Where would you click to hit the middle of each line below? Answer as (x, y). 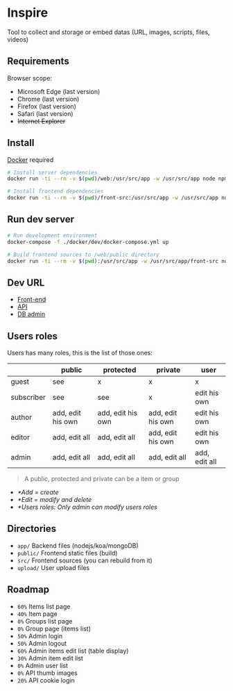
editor (20, 437)
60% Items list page (44, 606)
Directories (32, 529)
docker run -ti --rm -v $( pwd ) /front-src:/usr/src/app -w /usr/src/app (113, 198)
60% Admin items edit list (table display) (73, 651)
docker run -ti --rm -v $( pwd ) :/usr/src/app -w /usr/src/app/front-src (113, 261)
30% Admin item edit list (50, 658)
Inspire (28, 13)
